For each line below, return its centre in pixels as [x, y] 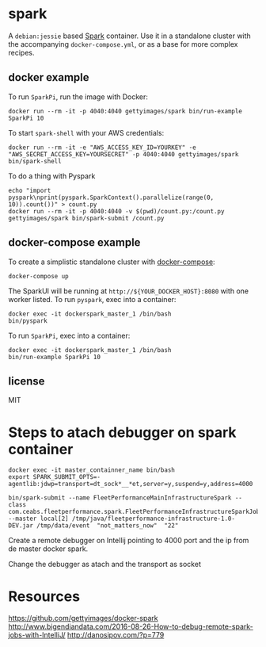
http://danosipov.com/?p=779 [116, 635]
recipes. [21, 52]
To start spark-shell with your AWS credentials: [86, 132]
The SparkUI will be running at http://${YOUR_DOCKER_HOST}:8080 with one [129, 291]
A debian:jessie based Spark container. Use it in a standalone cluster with [129, 36]
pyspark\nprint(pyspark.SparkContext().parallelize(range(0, [111, 197]
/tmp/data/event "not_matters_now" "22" [108, 526]
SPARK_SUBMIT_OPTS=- [67, 477]
